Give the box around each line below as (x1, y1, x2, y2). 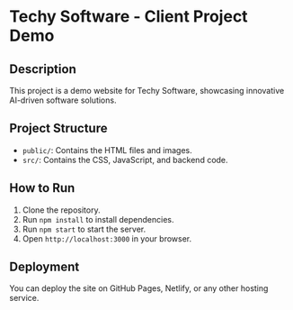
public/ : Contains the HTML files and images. (22, 144, 192, 155)
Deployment (9, 260, 80, 275)
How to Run (9, 180, 75, 196)
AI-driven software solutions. (9, 95, 117, 105)
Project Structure (9, 121, 108, 136)
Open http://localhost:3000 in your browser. (22, 232, 191, 244)
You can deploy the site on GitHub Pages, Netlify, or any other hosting (9, 283, 269, 294)
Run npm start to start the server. (22, 223, 146, 234)
